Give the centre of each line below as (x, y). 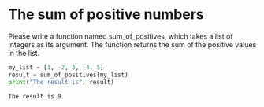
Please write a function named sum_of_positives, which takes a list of (121, 36)
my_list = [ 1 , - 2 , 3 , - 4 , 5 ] (56, 67)
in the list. (24, 53)
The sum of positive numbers (106, 15)
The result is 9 (35, 96)
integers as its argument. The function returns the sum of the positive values (132, 44)
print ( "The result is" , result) (61, 82)
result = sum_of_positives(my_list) (68, 75)
